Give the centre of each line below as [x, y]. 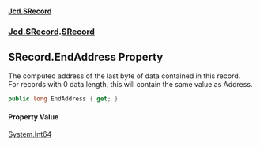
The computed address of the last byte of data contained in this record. [124, 76]
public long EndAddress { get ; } [63, 99]
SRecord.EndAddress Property [86, 57]
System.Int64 [30, 134]
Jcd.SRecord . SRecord [51, 32]
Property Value [34, 117]
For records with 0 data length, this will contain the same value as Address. [130, 85]
